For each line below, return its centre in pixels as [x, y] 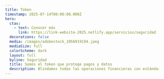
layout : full [23, 55]
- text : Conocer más [35, 28]
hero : [10, 19]
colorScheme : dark [28, 51]
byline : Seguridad [28, 60]
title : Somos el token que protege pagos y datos [61, 64]
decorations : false [29, 37]
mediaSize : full [26, 46]
